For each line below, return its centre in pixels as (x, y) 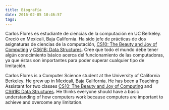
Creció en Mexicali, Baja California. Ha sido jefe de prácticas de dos (76, 39)
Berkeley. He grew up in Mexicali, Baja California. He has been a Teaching (82, 81)
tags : (11, 19)
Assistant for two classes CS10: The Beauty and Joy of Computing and (79, 86)
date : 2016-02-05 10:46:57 (34, 15)
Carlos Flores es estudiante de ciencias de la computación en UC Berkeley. (83, 34)
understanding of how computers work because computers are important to (84, 97)
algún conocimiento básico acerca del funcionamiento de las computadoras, (85, 55)
